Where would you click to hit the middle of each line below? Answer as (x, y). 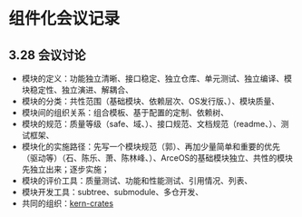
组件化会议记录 (64, 19)
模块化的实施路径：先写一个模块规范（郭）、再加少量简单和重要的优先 (151, 147)
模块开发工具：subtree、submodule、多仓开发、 (112, 192)
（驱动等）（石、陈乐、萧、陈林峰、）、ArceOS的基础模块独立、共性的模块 (157, 158)
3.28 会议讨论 (47, 55)
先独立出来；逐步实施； (65, 169)
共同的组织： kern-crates (68, 203)
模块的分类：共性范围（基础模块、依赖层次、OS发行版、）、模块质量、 (151, 101)
